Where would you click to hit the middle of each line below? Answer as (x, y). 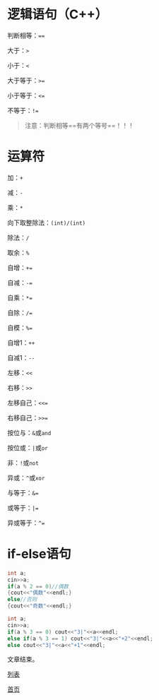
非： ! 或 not (23, 463)
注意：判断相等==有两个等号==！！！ (79, 125)
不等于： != (23, 110)
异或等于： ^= (26, 523)
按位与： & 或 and (29, 432)
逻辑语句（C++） (58, 14)
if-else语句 (39, 554)
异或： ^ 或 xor (26, 477)
